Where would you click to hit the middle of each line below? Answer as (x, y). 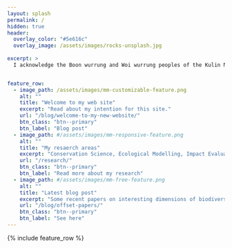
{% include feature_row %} (46, 238)
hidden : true (26, 26)
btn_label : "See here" (52, 218)
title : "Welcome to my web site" (68, 103)
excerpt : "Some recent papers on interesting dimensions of (108, 199)
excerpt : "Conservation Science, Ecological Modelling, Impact (113, 154)
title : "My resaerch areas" (60, 148)
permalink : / (26, 20)
